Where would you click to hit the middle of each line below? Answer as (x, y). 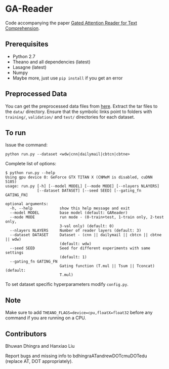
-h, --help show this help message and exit (70, 208)
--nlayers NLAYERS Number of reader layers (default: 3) (76, 231)
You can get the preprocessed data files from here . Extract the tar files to (81, 106)
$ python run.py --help (30, 173)
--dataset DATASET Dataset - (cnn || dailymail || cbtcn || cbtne (86, 235)
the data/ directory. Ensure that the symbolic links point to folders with (79, 112)
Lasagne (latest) (29, 67)
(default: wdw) (76, 244)
